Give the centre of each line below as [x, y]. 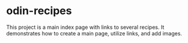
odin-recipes [39, 11]
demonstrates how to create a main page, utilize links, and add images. [94, 33]
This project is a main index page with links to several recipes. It [85, 27]
